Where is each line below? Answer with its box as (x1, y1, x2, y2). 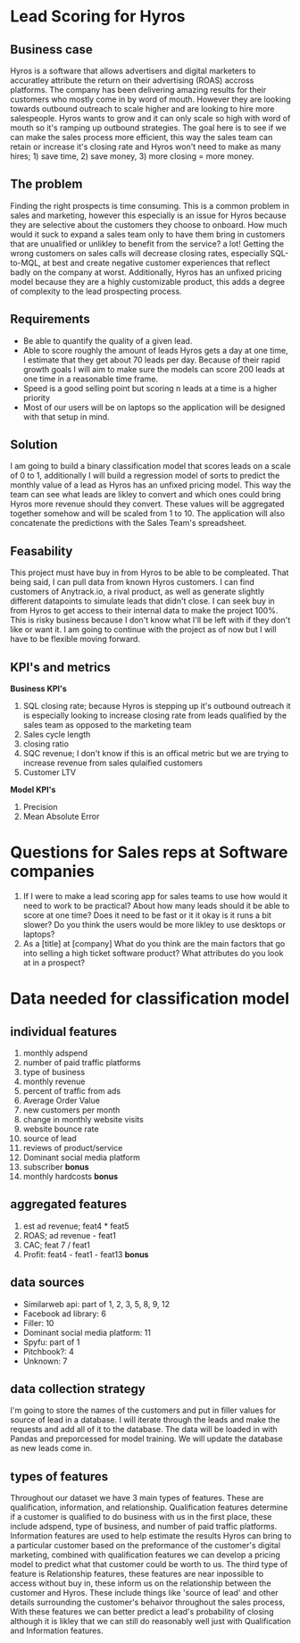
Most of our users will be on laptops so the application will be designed (22, 402, 286, 413)
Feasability (10, 543, 73, 559)
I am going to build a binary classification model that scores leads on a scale (10, 461, 291, 471)
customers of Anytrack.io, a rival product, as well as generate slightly (10, 587, 265, 597)
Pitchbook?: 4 (22, 1346, 75, 1356)
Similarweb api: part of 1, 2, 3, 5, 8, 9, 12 (22, 1298, 171, 1309)
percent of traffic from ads (22, 1086, 121, 1096)
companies (10, 862, 95, 881)
